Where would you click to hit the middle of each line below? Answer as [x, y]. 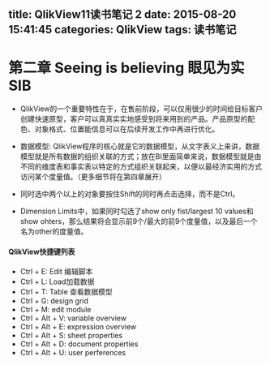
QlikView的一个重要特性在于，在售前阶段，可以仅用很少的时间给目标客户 [141, 109]
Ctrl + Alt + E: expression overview [78, 326]
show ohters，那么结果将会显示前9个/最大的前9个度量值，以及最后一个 [139, 221]
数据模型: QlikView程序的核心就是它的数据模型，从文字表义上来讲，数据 [140, 146]
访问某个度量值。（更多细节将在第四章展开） [93, 177]
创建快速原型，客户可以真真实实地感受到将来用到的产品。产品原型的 [134, 119]
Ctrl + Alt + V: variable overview [73, 318]
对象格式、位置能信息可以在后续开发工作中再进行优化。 [127, 129]
